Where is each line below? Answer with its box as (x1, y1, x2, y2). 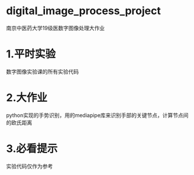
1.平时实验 (6, 47, 56, 61)
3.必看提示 (6, 142, 58, 155)
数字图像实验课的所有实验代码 (6, 68, 79, 75)
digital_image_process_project (6, 4, 161, 18)
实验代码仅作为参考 (6, 163, 53, 170)
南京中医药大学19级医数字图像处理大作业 (6, 24, 105, 31)
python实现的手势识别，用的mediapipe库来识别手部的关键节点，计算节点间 (6, 111, 189, 119)
